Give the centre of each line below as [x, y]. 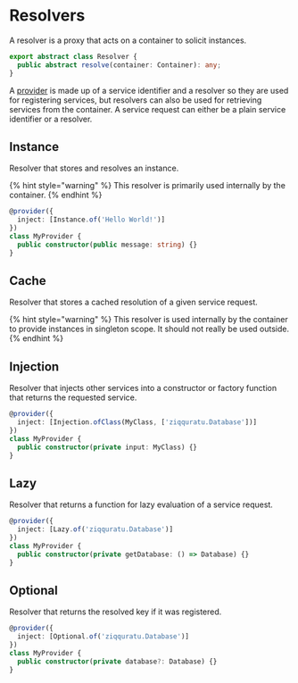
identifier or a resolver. [51, 119]
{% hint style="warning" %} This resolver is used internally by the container [149, 320]
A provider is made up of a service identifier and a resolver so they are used [149, 90]
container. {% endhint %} [56, 195]
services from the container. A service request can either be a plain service [148, 109]
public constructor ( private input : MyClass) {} [108, 447]
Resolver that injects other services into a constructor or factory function [143, 388]
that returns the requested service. [73, 397]
